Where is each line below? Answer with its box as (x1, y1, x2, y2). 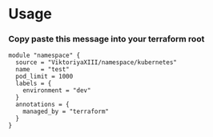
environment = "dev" (22, 87, 91, 95)
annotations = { (15, 101, 70, 109)
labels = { (15, 79, 52, 88)
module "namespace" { (8, 51, 81, 60)
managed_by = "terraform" (22, 107, 110, 116)
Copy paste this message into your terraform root (8, 34, 205, 45)
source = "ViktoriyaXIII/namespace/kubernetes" (15, 58, 178, 66)
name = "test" (15, 66, 70, 74)
